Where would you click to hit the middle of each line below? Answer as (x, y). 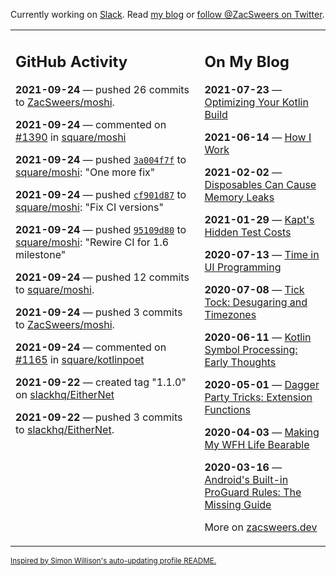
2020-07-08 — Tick (254, 289)
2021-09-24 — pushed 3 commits (99, 312)
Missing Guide (238, 504)
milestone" (41, 254)
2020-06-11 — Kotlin (258, 337)
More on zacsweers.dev (261, 527)
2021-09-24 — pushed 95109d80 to (101, 229)
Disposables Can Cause (260, 184)
